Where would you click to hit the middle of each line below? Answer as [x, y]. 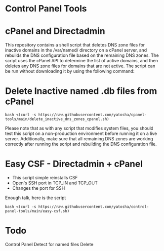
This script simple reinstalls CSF [45, 178]
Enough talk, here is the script [36, 198]
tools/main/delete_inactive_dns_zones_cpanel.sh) [57, 119]
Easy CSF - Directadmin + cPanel [74, 164]
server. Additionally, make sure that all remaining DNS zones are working [79, 139]
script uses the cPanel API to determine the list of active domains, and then [82, 61]
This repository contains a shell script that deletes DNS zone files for [75, 45]
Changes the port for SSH [39, 188]
